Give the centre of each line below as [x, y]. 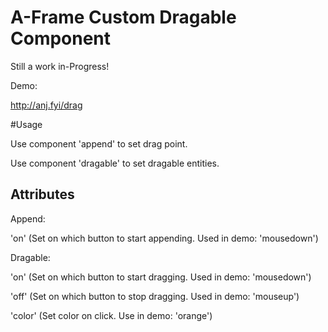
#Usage [26, 124]
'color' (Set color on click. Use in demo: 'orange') [111, 315]
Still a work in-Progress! [60, 66]
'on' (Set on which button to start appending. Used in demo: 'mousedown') [164, 238]
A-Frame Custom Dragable [123, 17]
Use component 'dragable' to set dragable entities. [115, 163]
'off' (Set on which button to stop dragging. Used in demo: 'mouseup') [155, 296]
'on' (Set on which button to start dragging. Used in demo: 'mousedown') [161, 277]
